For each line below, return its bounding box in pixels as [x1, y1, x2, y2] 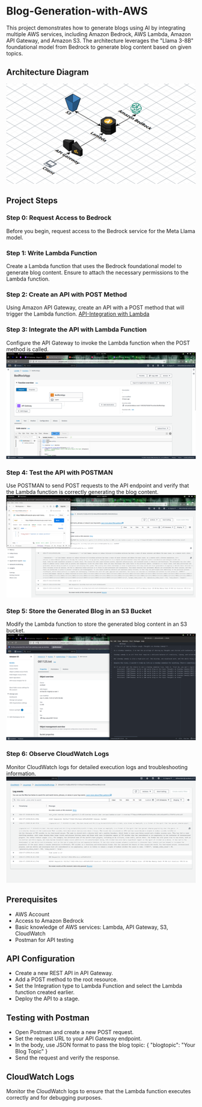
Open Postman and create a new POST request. [14, 1029, 134, 1036]
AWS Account [14, 911, 50, 918]
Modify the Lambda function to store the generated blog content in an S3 [6, 620, 188, 628]
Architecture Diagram [6, 67, 89, 78]
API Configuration [6, 953, 75, 964]
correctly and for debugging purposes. [6, 1094, 103, 1101]
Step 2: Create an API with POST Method [6, 290, 127, 299]
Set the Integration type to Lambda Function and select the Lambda [14, 982, 182, 990]
